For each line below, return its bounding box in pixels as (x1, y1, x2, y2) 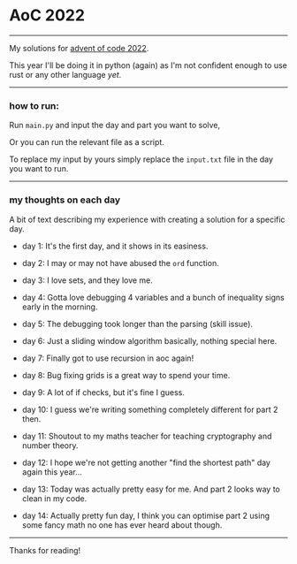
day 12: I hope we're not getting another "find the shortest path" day (21, 457, 271, 468)
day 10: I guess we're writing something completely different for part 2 (21, 404, 278, 415)
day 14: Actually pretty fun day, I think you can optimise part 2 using (21, 510, 270, 521)
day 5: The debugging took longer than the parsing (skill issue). (21, 318, 254, 329)
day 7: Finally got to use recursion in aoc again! (21, 353, 194, 363)
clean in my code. (21, 492, 88, 504)
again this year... (21, 466, 82, 477)
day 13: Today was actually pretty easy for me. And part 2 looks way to (21, 484, 280, 494)
